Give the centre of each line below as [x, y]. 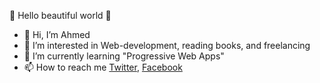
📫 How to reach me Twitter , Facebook [103, 67]
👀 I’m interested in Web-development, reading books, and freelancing [167, 45]
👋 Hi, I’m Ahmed [57, 34]
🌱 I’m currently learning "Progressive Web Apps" [124, 56]
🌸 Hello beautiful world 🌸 [60, 15]
